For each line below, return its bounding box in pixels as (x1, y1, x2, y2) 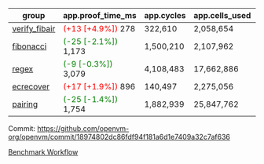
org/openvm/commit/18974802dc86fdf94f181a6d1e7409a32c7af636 (8, 133, 230, 141)
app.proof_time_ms (62, 10, 137, 20)
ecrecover (12, 82, 50, 92)
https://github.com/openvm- (37, 124, 130, 133)
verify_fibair (12, 24, 56, 34)
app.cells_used (193, 10, 251, 20)
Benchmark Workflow (8, 148, 79, 156)
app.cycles (144, 10, 186, 20)
